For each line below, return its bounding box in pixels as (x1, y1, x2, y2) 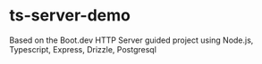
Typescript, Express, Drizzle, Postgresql (9, 44, 156, 54)
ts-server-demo (9, 5, 131, 26)
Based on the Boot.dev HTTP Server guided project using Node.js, (9, 35, 254, 45)
